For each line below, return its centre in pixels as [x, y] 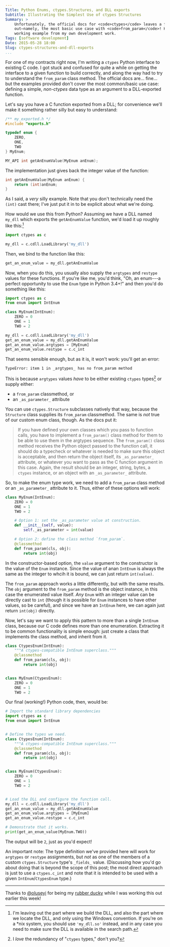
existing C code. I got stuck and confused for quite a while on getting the [81, 67]
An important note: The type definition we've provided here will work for [80, 851]
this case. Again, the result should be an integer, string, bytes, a [84, 467]
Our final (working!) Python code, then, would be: [57, 702]
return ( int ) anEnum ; [36, 185]
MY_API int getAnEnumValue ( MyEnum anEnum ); [52, 161]
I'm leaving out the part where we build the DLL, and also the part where [88, 913]
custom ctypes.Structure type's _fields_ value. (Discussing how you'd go [83, 862]
